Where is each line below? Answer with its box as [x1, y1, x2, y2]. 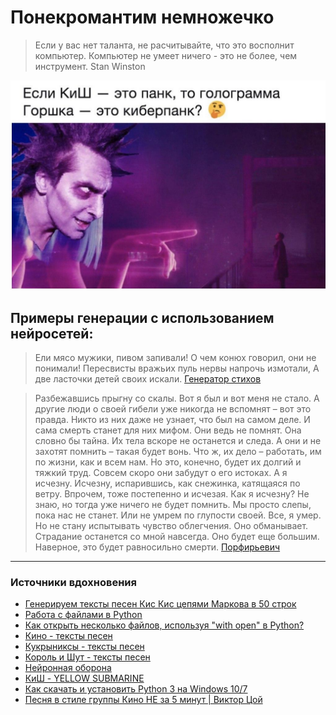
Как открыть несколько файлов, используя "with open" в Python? [24, 619, 305, 631]
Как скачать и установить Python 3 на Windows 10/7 [24, 683, 248, 695]
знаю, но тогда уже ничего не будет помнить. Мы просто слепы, [34, 499, 312, 511]
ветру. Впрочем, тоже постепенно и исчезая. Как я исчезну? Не [34, 488, 310, 500]
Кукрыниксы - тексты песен [24, 641, 145, 653]
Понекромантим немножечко [10, 6, 275, 29]
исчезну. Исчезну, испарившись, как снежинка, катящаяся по [34, 477, 301, 490]
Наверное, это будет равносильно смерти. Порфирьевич [34, 541, 281, 553]
